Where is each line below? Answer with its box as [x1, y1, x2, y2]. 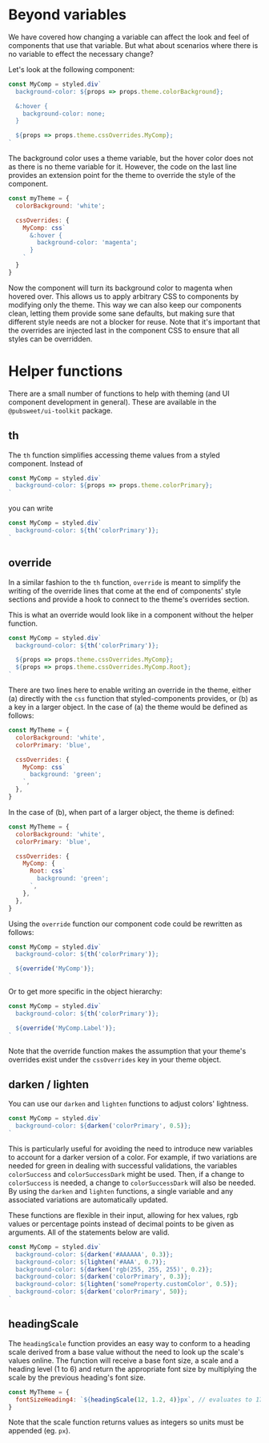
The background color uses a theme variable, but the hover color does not [8, 154, 254, 163]
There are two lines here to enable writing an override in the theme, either [8, 685, 251, 695]
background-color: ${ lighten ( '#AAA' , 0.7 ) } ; [15, 1258, 167, 1266]
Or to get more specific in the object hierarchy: [8, 987, 163, 996]
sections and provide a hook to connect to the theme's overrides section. [8, 595, 250, 604]
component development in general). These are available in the [8, 397, 217, 406]
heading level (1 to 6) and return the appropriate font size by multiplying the [8, 1364, 258, 1373]
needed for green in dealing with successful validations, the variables [8, 1160, 238, 1171]
